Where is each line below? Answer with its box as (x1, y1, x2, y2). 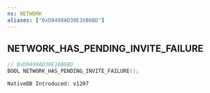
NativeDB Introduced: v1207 (7, 80, 90, 87)
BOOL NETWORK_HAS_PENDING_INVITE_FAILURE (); (7, 68, 139, 75)
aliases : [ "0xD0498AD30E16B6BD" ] (7, 17, 105, 24)
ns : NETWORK (7, 10, 42, 17)
